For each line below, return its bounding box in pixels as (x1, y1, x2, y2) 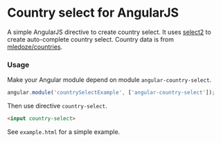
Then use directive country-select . (7, 102, 107, 110)
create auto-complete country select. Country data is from (7, 35, 175, 43)
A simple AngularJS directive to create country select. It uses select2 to (7, 28, 211, 36)
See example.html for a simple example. (7, 127, 121, 136)
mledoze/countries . (7, 42, 63, 51)
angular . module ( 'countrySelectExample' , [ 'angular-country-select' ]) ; (7, 89, 215, 96)
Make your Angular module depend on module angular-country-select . (7, 76, 212, 84)
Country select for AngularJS (7, 5, 179, 21)
